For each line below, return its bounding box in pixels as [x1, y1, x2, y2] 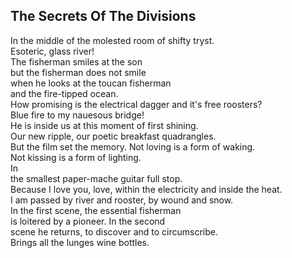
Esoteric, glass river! [10, 45, 95, 57]
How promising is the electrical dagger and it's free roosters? [10, 98, 263, 110]
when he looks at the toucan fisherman [10, 77, 172, 89]
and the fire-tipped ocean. [10, 87, 119, 99]
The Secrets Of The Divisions [10, 8, 197, 25]
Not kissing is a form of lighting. [10, 151, 142, 163]
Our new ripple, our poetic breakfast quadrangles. [10, 130, 217, 142]
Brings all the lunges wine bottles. [10, 236, 150, 248]
